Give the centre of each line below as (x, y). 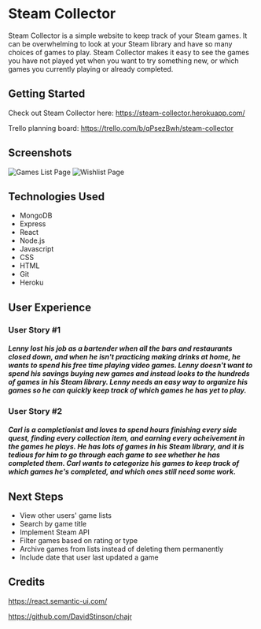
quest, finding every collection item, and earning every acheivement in (127, 438)
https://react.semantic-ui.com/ (58, 601)
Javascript (37, 249)
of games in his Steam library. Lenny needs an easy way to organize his (128, 382)
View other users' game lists (66, 515)
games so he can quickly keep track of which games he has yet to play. (127, 390)
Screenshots (40, 153)
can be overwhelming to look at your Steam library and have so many (120, 43)
